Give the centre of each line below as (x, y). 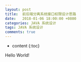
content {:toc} (26, 46)
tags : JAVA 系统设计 (24, 28)
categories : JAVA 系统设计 (31, 23)
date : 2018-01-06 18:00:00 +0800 (41, 18)
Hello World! (17, 55)
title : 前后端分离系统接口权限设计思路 (40, 14)
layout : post (18, 9)
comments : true (20, 32)
